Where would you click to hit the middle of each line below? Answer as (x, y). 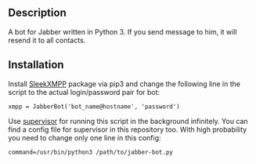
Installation (36, 65)
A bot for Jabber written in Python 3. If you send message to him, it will (123, 31)
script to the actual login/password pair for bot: (84, 92)
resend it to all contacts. (47, 40)
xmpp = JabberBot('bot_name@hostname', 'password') (94, 106)
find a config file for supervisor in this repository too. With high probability (128, 129)
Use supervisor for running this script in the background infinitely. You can (128, 121)
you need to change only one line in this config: (85, 137)
